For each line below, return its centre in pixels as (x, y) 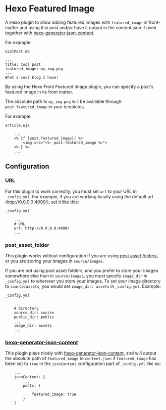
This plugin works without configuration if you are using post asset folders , (82, 256)
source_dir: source (34, 313)
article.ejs (17, 125)
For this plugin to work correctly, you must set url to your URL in (71, 191)
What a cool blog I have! (32, 77)
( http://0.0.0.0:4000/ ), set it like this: (42, 202)
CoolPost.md (17, 51)
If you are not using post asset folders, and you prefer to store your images (82, 271)
